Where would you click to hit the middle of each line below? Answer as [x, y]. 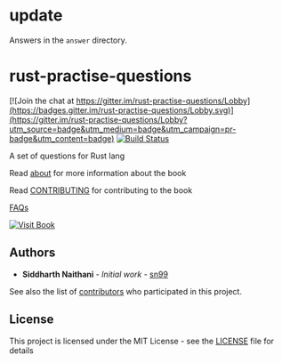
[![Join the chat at [42, 101]
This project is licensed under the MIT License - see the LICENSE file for [141, 341]
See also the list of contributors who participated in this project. [126, 291]
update [36, 16]
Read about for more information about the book [98, 173]
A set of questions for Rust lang [67, 156]
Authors [32, 253]
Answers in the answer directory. [68, 40]
